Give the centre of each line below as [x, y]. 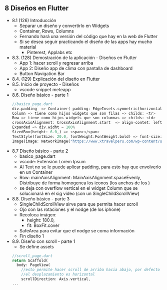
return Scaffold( [30, 260]
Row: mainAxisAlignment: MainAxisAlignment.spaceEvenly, [80, 177]
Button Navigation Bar [42, 73]
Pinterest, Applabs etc [50, 52]
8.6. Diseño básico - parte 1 [40, 95]
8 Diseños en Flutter [37, 8]
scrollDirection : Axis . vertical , [56, 279]
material [28, 47]
